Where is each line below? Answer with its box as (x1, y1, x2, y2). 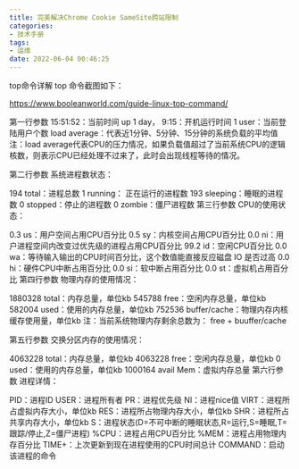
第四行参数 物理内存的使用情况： (19, 274, 139, 284)
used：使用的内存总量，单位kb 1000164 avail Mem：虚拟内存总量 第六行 (9, 364, 277, 375)
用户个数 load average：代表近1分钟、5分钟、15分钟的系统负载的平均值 (16, 128, 278, 138)
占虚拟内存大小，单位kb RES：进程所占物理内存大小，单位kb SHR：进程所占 (9, 406, 290, 416)
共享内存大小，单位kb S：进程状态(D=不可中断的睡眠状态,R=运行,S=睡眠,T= (9, 417, 288, 427)
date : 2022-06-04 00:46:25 (9, 54, 110, 63)
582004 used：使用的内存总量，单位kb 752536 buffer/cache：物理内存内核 (9, 305, 288, 314)
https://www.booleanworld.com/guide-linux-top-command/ (9, 98, 228, 108)
